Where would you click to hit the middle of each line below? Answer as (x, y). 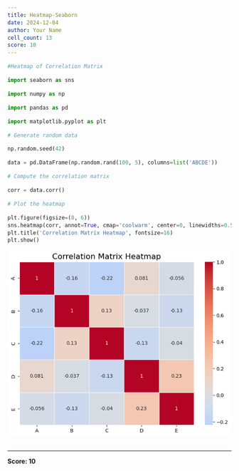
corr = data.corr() (36, 190)
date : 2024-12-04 (33, 22)
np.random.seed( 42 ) (36, 149)
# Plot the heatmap (36, 204)
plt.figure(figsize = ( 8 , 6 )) (49, 217)
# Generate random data (43, 135)
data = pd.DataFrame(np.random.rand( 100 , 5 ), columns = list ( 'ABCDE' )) (113, 163)
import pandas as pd (38, 108)
